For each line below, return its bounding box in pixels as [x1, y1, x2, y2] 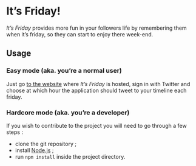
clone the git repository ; [15, 140, 77, 147]
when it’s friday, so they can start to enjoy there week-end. [6, 30, 154, 38]
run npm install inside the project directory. [15, 153, 126, 160]
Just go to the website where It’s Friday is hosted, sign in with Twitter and [6, 80, 191, 87]
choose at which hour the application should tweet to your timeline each [6, 87, 187, 94]
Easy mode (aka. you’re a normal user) [6, 67, 123, 75]
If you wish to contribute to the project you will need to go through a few [6, 122, 187, 129]
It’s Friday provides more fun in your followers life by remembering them [6, 24, 187, 32]
